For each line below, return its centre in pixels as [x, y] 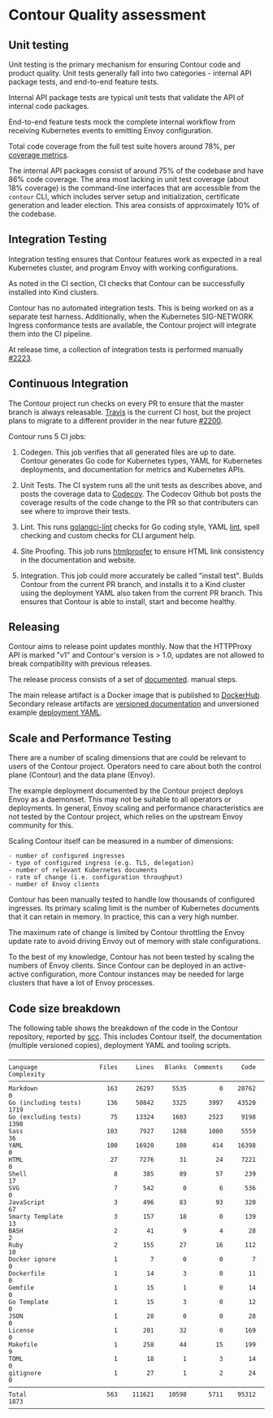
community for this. [41, 825]
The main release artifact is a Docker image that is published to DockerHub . [135, 695]
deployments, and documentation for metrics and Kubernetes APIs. [133, 469]
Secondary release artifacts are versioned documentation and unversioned [134, 704]
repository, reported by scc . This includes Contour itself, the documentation [135, 1037]
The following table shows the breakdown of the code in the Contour [123, 1028]
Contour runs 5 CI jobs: [48, 436]
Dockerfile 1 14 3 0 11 [132, 1274]
